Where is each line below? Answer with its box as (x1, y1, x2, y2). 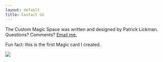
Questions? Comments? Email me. (5, 32, 77, 38)
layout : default (5, 7, 40, 13)
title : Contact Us (5, 12, 44, 17)
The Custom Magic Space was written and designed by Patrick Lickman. (5, 26, 158, 32)
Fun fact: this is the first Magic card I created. (5, 41, 101, 47)
